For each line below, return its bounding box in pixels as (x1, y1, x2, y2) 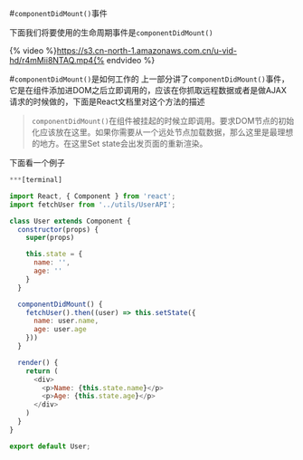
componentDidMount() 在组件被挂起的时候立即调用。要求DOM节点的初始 (31, 116, 295, 126)
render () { (17, 358, 59, 367)
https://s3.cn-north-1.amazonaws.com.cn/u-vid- (56, 45, 238, 56)
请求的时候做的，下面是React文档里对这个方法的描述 (9, 96, 205, 107)
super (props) (25, 234, 75, 243)
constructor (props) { (17, 225, 99, 234)
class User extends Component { (9, 216, 131, 225)
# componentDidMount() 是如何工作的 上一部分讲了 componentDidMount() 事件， (9, 73, 289, 84)
